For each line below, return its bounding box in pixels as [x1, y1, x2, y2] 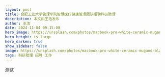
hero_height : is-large [5, 35, 52, 40]
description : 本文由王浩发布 [5, 16, 60, 21]
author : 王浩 [5, 21, 30, 26]
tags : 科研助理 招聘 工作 [5, 52, 53, 58]
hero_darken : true [5, 39, 43, 44]
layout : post [5, 7, 32, 12]
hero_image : [5, 30, 29, 35]
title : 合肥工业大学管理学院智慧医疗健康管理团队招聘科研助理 [5, 12, 116, 17]
